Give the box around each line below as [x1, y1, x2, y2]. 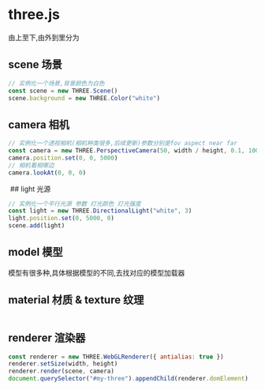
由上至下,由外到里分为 [8, 32, 80, 42]
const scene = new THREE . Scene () [8, 87, 118, 95]
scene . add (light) [8, 222, 65, 230]
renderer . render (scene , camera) [8, 367, 114, 376]
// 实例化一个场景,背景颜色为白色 [8, 79, 105, 88]
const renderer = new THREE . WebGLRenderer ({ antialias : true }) [8, 353, 224, 361]
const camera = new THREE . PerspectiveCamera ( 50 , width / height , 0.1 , [8, 147, 245, 155]
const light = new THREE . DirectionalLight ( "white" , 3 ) [8, 207, 192, 215]
